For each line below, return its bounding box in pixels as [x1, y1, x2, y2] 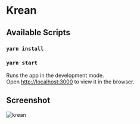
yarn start [6, 60, 38, 66]
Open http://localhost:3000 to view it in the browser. [6, 78, 135, 85]
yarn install [6, 45, 44, 52]
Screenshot [6, 95, 51, 106]
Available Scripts [6, 27, 70, 38]
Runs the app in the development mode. [6, 72, 104, 79]
